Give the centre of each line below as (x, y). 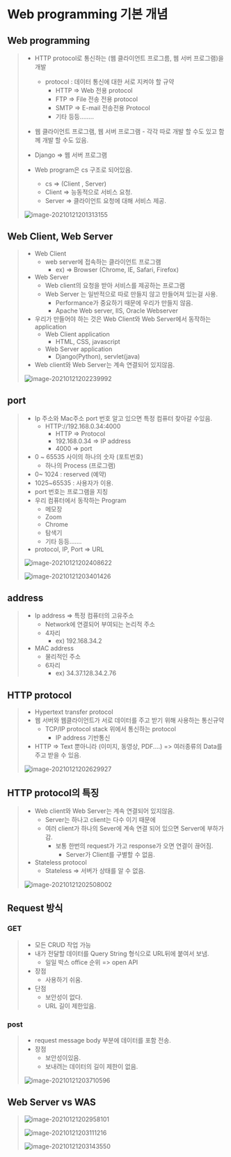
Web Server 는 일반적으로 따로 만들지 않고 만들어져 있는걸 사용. (131, 294)
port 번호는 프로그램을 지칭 (71, 491)
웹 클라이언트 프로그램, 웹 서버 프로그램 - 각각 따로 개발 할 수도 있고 (126, 131)
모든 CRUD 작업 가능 (63, 945)
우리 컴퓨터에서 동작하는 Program (80, 500)
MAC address (54, 648)
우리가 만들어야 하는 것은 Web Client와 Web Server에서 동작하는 (123, 319)
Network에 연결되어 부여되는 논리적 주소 (100, 625)
